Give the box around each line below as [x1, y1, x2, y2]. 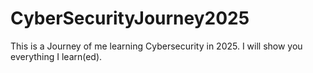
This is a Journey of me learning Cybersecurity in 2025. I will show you [10, 40, 303, 52]
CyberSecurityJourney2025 [10, 7, 250, 30]
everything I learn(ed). [10, 50, 103, 62]
